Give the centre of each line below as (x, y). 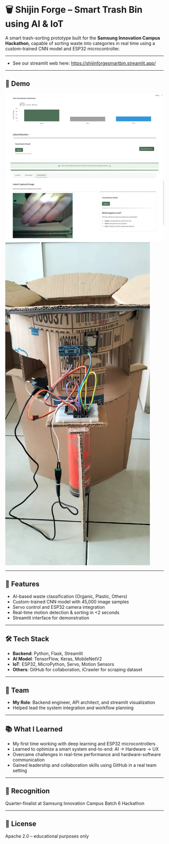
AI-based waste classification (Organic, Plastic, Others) (70, 596)
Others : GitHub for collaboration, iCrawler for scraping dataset (77, 670)
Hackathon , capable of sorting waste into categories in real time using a (80, 43)
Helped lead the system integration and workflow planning (73, 708)
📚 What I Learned (34, 729)
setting (20, 771)
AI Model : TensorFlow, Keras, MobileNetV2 (57, 659)
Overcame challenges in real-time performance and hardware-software (87, 755)
